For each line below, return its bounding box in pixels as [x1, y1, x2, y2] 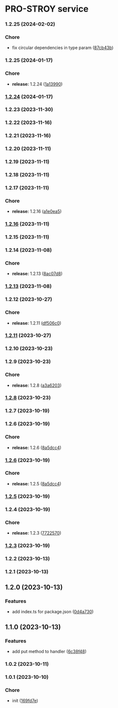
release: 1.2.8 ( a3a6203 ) [12, 382, 62, 388]
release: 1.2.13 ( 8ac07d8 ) [12, 271, 63, 276]
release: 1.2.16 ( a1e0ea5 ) [12, 208, 62, 214]
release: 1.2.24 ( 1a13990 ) [12, 81, 63, 87]
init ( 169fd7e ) [12, 698, 39, 704]
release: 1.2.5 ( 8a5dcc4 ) [12, 481, 61, 486]
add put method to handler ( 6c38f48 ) [12, 649, 87, 655]
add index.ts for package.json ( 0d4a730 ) [12, 609, 94, 615]
